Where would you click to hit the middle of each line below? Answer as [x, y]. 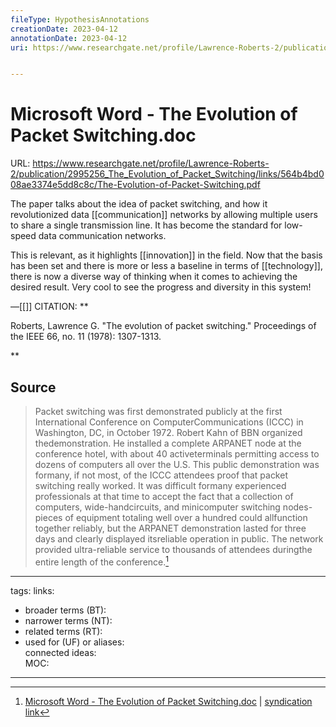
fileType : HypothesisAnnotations [80, 19]
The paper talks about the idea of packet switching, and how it [139, 204]
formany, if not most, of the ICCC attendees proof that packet [161, 475]
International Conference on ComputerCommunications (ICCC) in [169, 422]
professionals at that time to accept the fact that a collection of [164, 496]
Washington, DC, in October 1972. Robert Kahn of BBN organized [168, 432]
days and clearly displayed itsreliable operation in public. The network [179, 539]
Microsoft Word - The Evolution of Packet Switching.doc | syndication [168, 701]
